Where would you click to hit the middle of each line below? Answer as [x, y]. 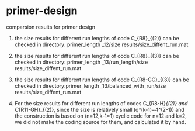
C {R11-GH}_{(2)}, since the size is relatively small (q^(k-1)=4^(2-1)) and [100, 109]
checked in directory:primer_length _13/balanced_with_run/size [90, 85]
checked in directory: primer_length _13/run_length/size [81, 62]
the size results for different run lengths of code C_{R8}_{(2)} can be [97, 38]
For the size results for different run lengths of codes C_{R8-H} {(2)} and [101, 103]
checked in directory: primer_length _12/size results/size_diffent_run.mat [101, 44]
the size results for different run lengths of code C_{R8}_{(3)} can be [97, 56]
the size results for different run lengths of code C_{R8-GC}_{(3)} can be [102, 80]
